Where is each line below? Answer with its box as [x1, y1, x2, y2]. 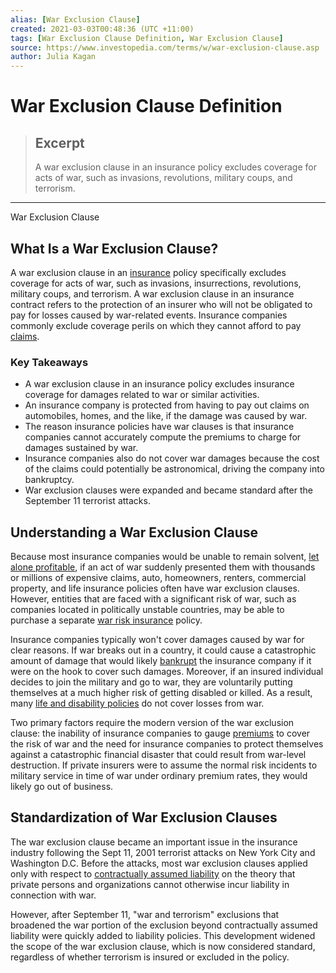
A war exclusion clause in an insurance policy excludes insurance [24, 378, 295, 390]
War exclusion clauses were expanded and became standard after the [24, 484, 313, 496]
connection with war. [10, 889, 97, 901]
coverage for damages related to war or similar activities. [24, 389, 260, 401]
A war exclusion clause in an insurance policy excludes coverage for [34, 161, 317, 173]
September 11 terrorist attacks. [24, 495, 151, 507]
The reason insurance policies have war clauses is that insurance [24, 421, 295, 433]
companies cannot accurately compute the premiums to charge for [24, 431, 302, 443]
